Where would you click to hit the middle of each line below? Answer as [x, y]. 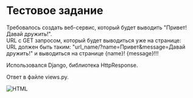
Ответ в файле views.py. [37, 77]
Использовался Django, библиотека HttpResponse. [72, 65]
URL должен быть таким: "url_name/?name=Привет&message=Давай [96, 47]
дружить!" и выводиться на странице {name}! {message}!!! [82, 53]
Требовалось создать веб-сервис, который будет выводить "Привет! [96, 27]
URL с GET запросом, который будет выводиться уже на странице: [94, 40]
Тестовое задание [55, 11]
